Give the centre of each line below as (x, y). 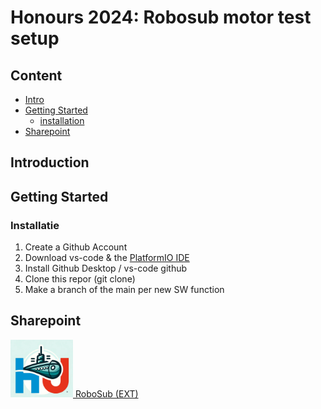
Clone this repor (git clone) (80, 279)
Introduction (50, 162)
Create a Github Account (76, 247)
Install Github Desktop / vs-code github (106, 268)
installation (62, 120)
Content (36, 75)
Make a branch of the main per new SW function (124, 290)
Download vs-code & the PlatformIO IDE (107, 258)
